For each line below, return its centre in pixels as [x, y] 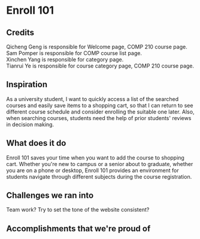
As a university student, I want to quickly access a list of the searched [93, 99]
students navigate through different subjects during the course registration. [99, 176]
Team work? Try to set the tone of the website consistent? [78, 210]
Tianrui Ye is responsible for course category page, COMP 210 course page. [100, 66]
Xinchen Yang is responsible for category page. [65, 59]
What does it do [36, 143]
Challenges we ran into [50, 196]
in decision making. [30, 124]
